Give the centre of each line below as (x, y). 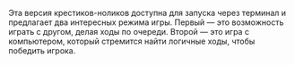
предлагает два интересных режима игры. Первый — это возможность (146, 22)
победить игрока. (42, 51)
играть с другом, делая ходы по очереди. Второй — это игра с (129, 32)
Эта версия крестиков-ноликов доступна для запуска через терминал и (147, 13)
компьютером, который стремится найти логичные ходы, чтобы (132, 41)
